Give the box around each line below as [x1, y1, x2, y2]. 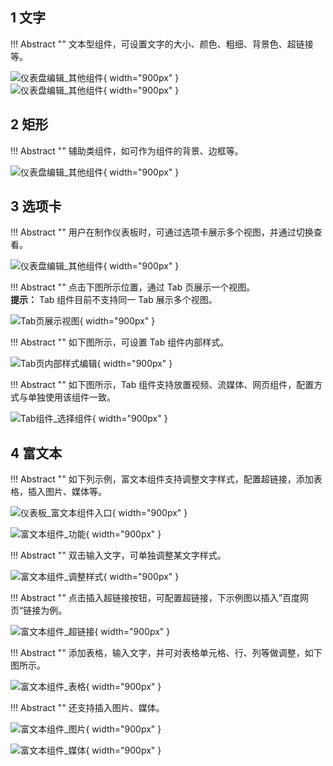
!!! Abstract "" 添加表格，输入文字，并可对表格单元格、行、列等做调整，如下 [10, 647, 323, 659]
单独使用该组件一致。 [27, 391, 116, 403]
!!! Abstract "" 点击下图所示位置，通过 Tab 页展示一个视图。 [10, 281, 256, 293]
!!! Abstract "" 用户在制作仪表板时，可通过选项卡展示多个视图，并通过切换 [10, 226, 314, 238]
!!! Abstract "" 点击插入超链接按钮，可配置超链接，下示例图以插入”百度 [10, 592, 301, 604]
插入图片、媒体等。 [27, 486, 107, 498]
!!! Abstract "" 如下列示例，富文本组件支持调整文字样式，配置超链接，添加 [10, 473, 314, 485]
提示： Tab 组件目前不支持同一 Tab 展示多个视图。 [10, 294, 218, 306]
